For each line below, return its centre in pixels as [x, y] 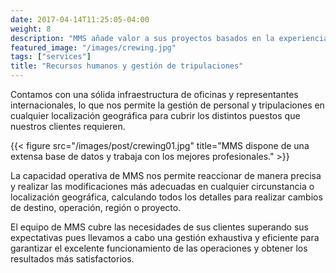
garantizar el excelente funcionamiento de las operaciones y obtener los [159, 248]
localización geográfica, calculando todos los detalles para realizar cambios [166, 197]
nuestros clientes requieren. [68, 126]
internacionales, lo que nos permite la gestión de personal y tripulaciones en [167, 105]
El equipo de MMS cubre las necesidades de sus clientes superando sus [159, 227]
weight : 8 [31, 29]
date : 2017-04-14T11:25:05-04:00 [80, 19]
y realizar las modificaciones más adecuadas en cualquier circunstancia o [162, 186]
